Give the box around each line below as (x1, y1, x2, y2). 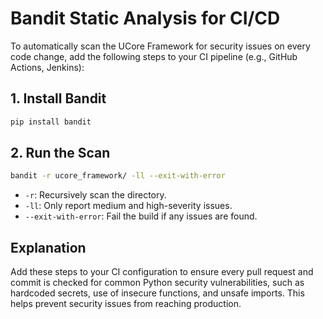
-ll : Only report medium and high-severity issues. (24, 200, 233, 212)
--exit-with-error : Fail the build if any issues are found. (24, 210, 258, 222)
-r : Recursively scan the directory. (24, 189, 167, 201)
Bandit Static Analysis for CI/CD (10, 7, 281, 30)
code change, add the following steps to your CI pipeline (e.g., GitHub (10, 50, 298, 62)
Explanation (10, 239, 87, 256)
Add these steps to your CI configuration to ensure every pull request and (10, 266, 314, 278)
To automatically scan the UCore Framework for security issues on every (10, 40, 311, 52)
